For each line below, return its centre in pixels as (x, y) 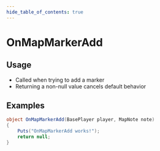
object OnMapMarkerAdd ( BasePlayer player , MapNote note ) (81, 120)
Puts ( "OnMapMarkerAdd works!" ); (59, 131)
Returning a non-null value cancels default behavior (81, 86)
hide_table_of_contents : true (45, 12)
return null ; (34, 137)
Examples (25, 106)
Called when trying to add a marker (60, 80)
